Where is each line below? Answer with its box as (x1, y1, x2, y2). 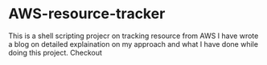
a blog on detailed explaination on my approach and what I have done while (8, 39, 259, 48)
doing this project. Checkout (8, 48, 103, 57)
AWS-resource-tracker (8, 5, 166, 23)
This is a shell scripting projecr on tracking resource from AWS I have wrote (8, 31, 259, 40)
